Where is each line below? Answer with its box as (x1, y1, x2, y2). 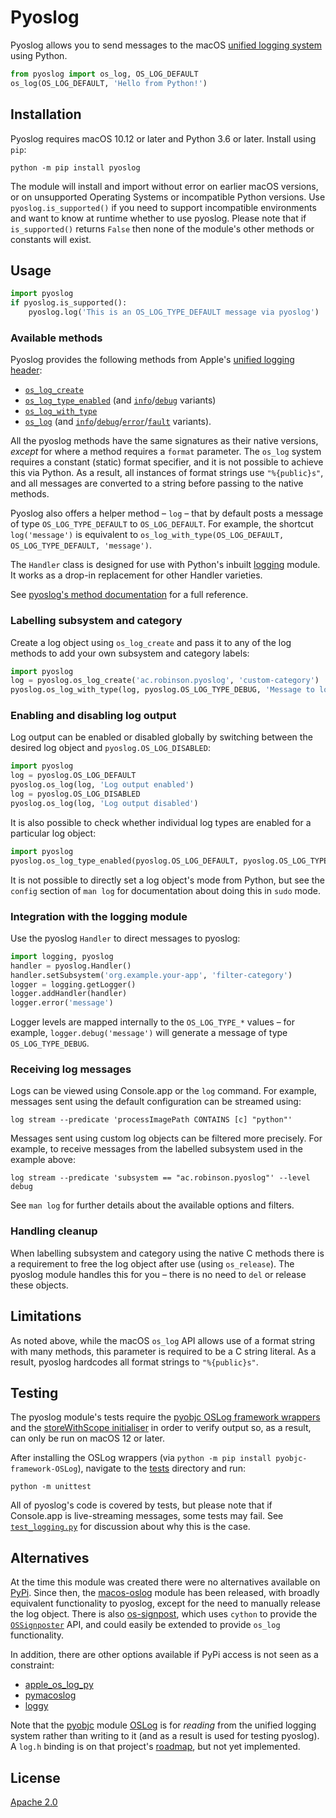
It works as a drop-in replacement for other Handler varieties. (10, 569, 263, 581)
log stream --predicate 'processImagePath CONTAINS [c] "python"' (10, 1115, 293, 1125)
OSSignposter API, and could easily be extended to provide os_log (10, 1619, 281, 1631)
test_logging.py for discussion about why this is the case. (10, 1521, 251, 1533)
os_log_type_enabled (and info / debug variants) (24, 394, 217, 406)
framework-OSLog (10, 1464, 78, 1475)
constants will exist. (10, 233, 92, 245)
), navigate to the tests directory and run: (77, 1462, 246, 1475)
